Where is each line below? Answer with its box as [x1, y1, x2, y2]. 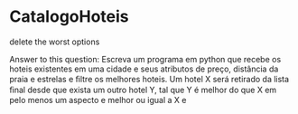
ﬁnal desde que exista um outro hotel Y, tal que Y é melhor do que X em [9, 84, 277, 95]
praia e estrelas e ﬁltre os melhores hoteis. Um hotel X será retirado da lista [9, 73, 290, 84]
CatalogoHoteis [9, 6, 129, 27]
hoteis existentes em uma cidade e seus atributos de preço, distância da [9, 63, 279, 74]
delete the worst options [9, 36, 100, 47]
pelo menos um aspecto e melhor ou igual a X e [9, 94, 187, 105]
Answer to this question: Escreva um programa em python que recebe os [9, 53, 282, 64]
